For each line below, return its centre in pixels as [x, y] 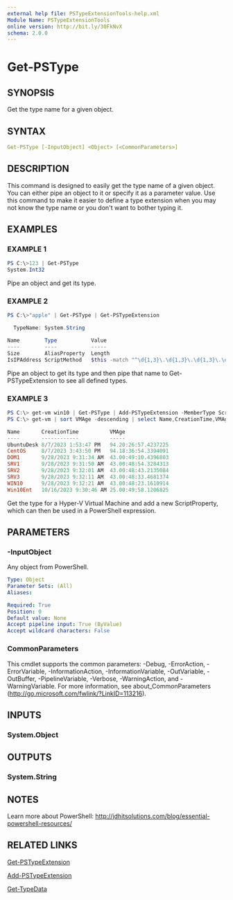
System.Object [33, 734]
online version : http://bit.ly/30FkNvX [65, 26]
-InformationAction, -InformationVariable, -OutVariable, [127, 671]
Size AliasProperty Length [59, 353]
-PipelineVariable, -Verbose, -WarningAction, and [108, 678]
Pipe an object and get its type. [52, 283]
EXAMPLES [32, 230]
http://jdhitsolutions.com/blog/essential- [153, 816]
